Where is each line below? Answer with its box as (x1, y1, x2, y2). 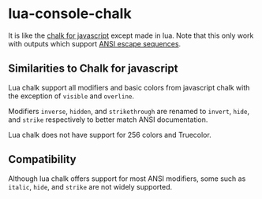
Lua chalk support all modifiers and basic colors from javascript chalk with (8, 83, 250, 92)
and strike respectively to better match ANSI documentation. (8, 115, 208, 124)
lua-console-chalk (8, 5, 132, 23)
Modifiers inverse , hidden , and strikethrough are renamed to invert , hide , (8, 106, 250, 116)
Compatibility (8, 153, 77, 166)
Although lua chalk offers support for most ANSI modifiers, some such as (8, 174, 246, 183)
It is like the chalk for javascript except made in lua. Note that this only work (8, 31, 254, 40)
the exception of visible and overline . (8, 91, 135, 101)
